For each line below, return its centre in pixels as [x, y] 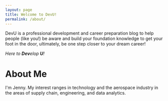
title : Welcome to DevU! [31, 14]
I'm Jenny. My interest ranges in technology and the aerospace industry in [82, 87]
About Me [26, 74]
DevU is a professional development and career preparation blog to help [79, 33]
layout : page [19, 10]
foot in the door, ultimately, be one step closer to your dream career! [75, 44]
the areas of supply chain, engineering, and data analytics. [65, 93]
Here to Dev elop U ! [25, 53]
